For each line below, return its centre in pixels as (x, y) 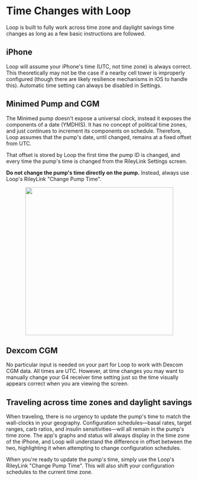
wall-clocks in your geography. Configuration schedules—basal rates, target (99, 423)
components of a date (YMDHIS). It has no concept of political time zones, (97, 124)
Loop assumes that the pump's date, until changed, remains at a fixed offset (99, 137)
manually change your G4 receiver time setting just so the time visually (92, 378)
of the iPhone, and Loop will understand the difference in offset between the (99, 442)
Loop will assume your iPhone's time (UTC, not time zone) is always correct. (99, 66)
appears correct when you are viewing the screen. (67, 384)
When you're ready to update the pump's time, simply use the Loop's (90, 459)
